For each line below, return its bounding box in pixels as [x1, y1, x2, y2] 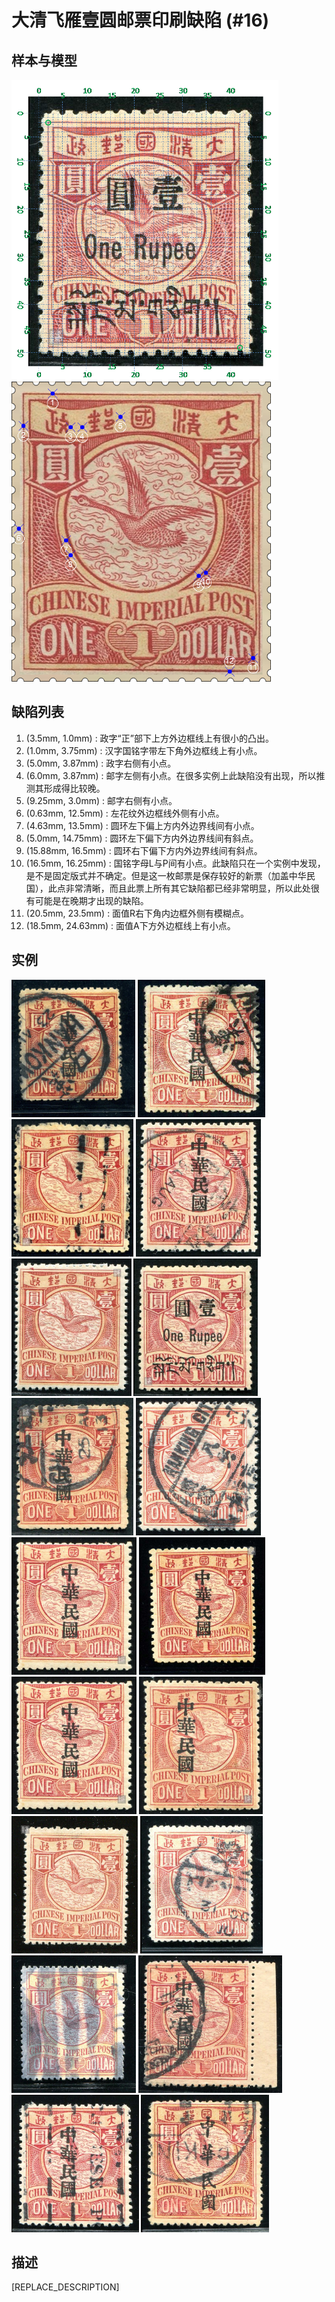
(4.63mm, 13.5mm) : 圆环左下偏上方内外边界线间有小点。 [25, 819, 260, 831]
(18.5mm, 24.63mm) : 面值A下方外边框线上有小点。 [25, 919, 236, 931]
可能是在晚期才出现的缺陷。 [34, 894, 149, 906]
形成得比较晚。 [43, 782, 106, 794]
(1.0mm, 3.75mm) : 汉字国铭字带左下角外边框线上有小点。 [25, 744, 263, 756]
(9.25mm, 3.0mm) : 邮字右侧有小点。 [25, 794, 178, 806]
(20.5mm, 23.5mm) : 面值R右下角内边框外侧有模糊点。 [25, 907, 250, 919]
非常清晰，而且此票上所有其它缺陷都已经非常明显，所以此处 [65, 882, 311, 894]
